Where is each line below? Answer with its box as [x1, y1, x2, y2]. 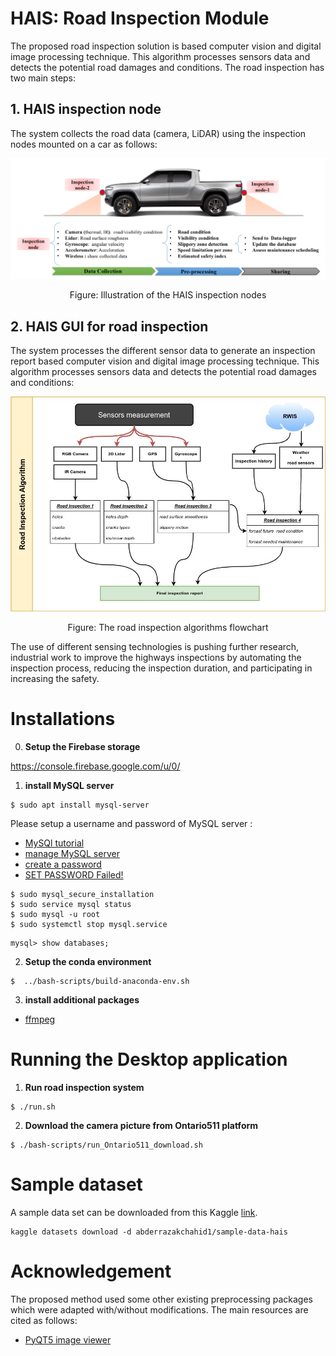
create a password [24, 858, 102, 870]
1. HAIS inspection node [10, 101, 162, 118]
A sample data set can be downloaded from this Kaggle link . [10, 1206, 258, 1218]
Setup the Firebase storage [24, 740, 141, 752]
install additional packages [24, 993, 140, 1006]
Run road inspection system [24, 1081, 145, 1093]
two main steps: [10, 72, 77, 84]
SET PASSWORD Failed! [24, 868, 124, 881]
